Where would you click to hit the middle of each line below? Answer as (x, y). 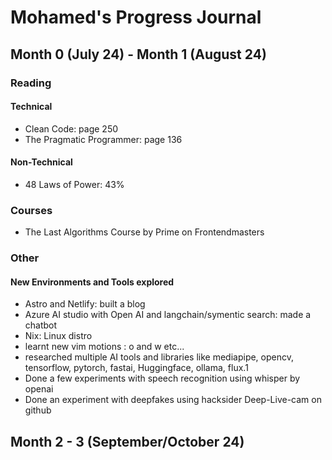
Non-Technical (41, 162)
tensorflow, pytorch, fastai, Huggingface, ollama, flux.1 (136, 368)
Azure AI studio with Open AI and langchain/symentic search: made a (168, 315)
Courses (31, 210)
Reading (31, 83)
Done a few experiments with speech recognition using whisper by (162, 378)
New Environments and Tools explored (92, 282)
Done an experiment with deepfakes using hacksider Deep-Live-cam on (173, 400)
